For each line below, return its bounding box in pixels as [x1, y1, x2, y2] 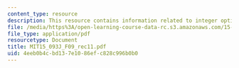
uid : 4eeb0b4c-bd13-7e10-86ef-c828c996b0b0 [7, 50, 139, 57]
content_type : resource [7, 10, 78, 18]
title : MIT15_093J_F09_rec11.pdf [7, 43, 107, 50]
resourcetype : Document [7, 37, 78, 44]
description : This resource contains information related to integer [7, 17, 218, 24]
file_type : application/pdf [7, 30, 91, 38]
